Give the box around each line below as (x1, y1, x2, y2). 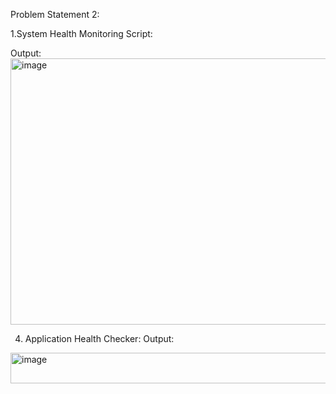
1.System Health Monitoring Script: (10, 28, 153, 39)
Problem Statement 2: (10, 9, 100, 20)
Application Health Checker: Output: (24, 333, 175, 344)
